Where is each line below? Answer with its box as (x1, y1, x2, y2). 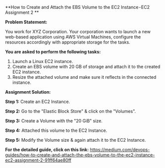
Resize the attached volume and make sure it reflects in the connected (12, 74, 157, 80)
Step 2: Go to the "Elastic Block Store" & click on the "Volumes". (5, 109, 136, 114)
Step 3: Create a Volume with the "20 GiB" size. (5, 118, 103, 123)
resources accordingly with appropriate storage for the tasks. (5, 39, 130, 45)
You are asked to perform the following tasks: (5, 49, 101, 55)
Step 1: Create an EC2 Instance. (5, 99, 70, 105)
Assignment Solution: (5, 89, 51, 95)
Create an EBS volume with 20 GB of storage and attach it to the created (12, 64, 161, 69)
